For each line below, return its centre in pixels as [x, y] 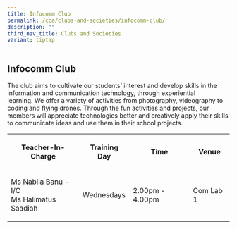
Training [104, 147]
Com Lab [208, 190]
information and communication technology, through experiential [102, 93]
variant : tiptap [31, 40]
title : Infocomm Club [39, 14]
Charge [43, 156]
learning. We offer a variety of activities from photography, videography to [115, 100]
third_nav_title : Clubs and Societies [64, 33]
